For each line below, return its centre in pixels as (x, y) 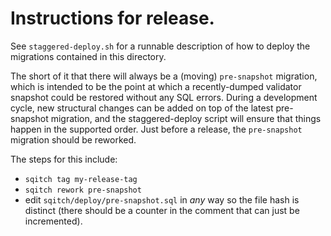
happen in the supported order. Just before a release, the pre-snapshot (156, 129)
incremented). (53, 221)
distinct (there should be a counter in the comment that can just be (162, 210)
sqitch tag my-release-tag (81, 179)
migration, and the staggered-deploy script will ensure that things (186, 118)
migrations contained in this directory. (88, 56)
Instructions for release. (112, 18)
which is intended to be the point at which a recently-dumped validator (156, 86)
